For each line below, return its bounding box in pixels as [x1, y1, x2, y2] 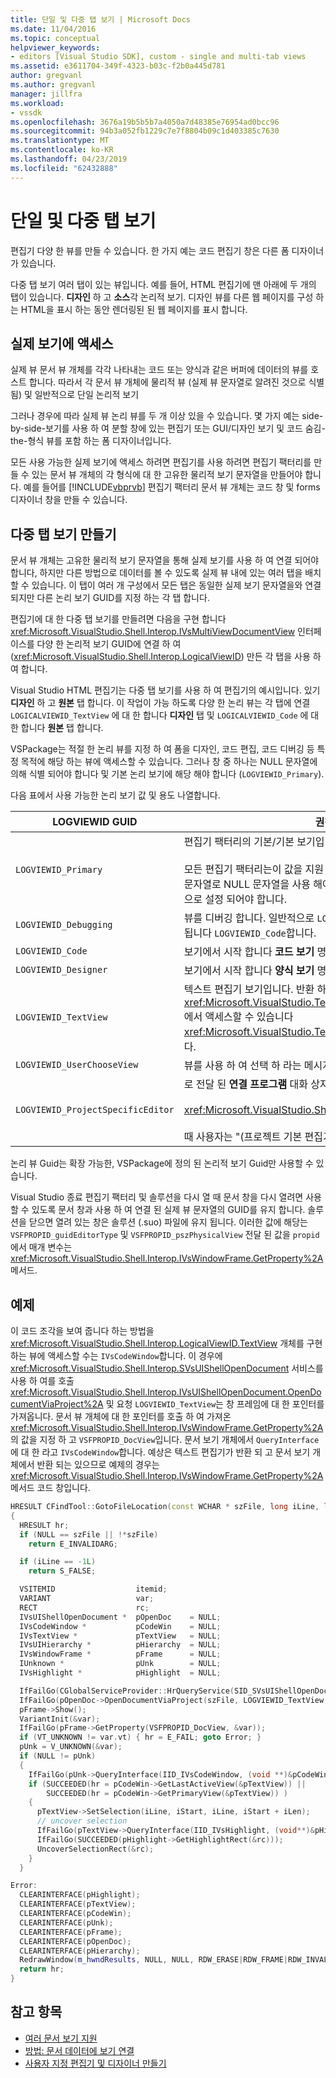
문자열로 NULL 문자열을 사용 [183, 877, 311, 891]
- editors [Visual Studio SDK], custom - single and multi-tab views [10, 52, 307, 62]
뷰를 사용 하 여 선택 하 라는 [183, 1059, 302, 1073]
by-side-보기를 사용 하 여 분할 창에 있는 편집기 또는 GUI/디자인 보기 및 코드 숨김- [10, 422, 326, 435]
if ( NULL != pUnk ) [19, 1751, 97, 1761]
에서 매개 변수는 [10, 1241, 73, 1253]
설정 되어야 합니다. [204, 892, 288, 906]
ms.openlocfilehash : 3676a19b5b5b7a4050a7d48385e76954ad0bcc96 [10, 117, 280, 127]
